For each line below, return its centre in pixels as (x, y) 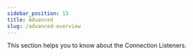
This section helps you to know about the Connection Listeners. (97, 46)
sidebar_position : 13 (38, 13)
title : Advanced (30, 20)
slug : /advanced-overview (44, 26)
